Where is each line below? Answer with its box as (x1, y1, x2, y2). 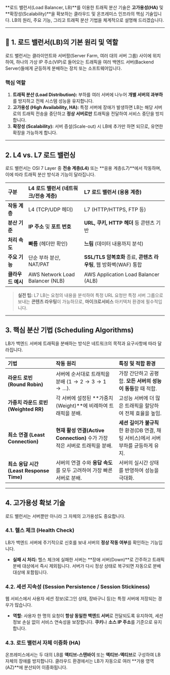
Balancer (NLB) (28, 277, 65, 284)
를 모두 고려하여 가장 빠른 (55, 467, 113, 474)
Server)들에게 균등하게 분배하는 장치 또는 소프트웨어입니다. (5, 65, 122, 71)
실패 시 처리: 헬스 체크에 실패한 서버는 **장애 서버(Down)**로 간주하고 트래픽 (12, 556, 165, 562)
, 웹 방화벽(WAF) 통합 (93, 261, 143, 268)
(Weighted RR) (8, 405, 44, 412)
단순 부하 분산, (28, 254, 61, 261)
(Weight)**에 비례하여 (55, 402, 108, 409)
